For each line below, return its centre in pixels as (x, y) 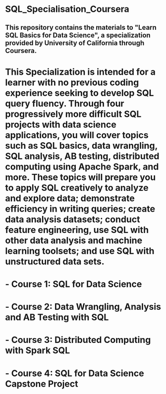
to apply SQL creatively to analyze (77, 188)
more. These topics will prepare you (81, 177)
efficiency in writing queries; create (80, 209)
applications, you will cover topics (77, 135)
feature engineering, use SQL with (77, 230)
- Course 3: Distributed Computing (78, 340)
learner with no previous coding (72, 82)
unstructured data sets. (55, 261)
